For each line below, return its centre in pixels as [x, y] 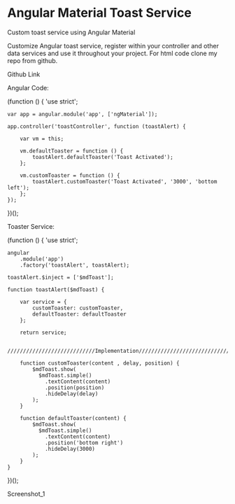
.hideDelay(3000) [70, 449]
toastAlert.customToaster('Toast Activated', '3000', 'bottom [125, 181]
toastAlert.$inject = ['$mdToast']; [60, 277]
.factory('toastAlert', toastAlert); [75, 265]
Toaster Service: [31, 226]
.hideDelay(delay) [71, 393]
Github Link [24, 74]
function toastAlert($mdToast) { [56, 289]
